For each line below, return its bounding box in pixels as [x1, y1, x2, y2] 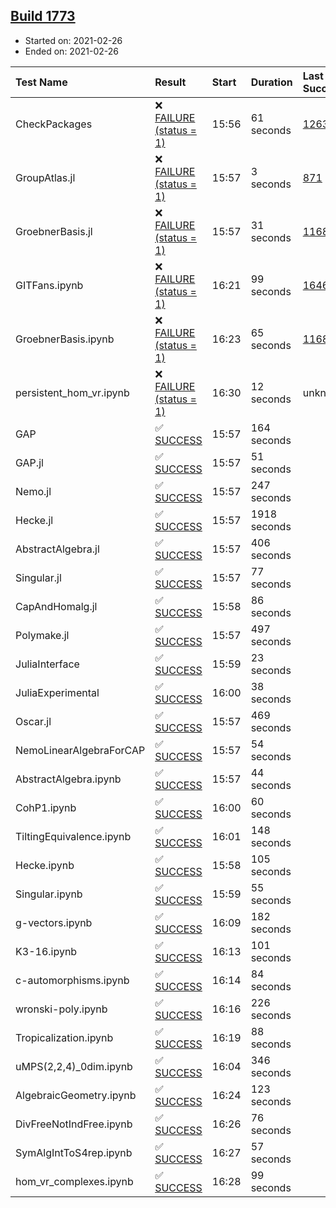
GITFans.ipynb [15, 278, 84, 292]
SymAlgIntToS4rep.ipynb [15, 1145, 133, 1159]
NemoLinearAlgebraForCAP [15, 743, 146, 757]
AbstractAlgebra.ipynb [15, 772, 122, 786]
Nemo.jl [15, 484, 52, 498]
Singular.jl [15, 570, 62, 584]
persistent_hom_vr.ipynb [15, 385, 130, 399]
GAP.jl [15, 455, 44, 469]
